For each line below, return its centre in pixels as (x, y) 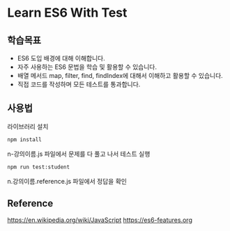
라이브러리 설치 (28, 126)
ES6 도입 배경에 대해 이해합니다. (61, 58)
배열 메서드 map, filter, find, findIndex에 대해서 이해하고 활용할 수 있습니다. (120, 75)
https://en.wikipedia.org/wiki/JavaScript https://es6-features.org (100, 220)
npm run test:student (39, 167)
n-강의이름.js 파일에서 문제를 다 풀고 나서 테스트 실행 (79, 154)
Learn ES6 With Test (67, 13)
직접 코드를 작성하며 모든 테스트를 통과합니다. (79, 84)
